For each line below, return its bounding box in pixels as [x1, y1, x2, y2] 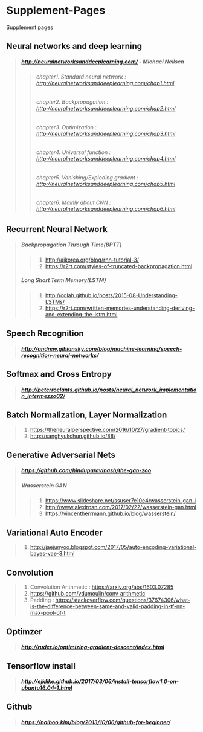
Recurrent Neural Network [6, 224, 108, 234]
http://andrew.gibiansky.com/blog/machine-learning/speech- [21, 345, 182, 352]
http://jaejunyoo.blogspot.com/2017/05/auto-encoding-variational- [30, 544, 197, 551]
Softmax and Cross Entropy [6, 369, 112, 379]
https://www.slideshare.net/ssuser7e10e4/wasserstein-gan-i [45, 497, 196, 504]
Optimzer [6, 626, 42, 637]
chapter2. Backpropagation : [36, 98, 109, 106]
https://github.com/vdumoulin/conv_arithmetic [30, 590, 146, 597]
